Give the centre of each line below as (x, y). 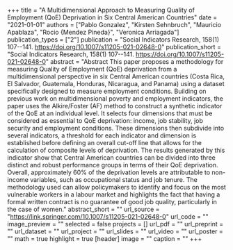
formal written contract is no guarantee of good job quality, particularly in (112, 202)
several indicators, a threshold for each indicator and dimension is (102, 135)
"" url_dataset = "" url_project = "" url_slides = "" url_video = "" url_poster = (115, 231)
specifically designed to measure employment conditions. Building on (107, 91)
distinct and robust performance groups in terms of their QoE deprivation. (113, 165)
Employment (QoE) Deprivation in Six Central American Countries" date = (112, 17)
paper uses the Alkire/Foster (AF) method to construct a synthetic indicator (115, 106)
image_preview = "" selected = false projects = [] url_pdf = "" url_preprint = (115, 224)
